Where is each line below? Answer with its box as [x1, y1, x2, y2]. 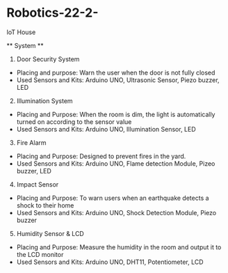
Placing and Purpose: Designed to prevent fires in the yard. [16, 152, 186, 160]
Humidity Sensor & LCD [16, 229, 84, 237]
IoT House [6, 28, 36, 36]
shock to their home [16, 201, 74, 210]
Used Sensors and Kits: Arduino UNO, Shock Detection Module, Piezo [16, 208, 217, 217]
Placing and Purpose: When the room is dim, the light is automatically [16, 110, 215, 118]
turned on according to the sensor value [16, 117, 132, 126]
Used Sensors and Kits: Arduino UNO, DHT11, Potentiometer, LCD [16, 258, 204, 266]
